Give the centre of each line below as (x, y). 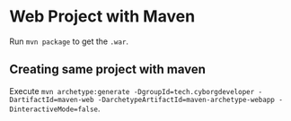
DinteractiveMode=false (54, 109)
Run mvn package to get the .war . (69, 41)
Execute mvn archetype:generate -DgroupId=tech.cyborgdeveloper (132, 91)
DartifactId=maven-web (52, 99)
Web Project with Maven (102, 17)
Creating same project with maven (108, 69)
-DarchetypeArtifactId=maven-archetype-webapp (186, 99)
